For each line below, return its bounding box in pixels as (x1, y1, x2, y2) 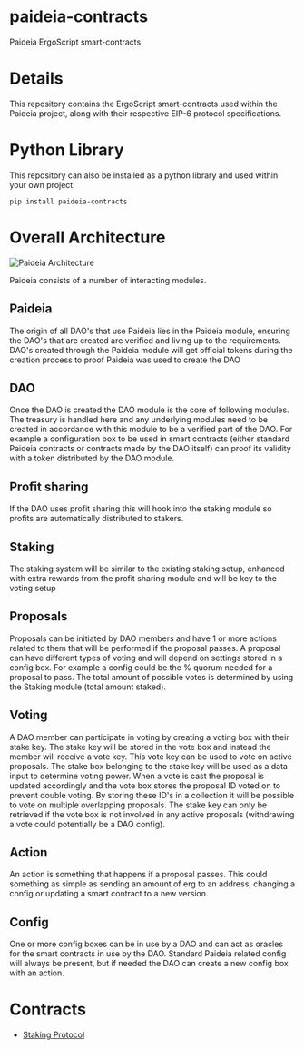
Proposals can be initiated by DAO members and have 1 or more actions (9, 633, 277, 644)
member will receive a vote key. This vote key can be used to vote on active (9, 751, 292, 762)
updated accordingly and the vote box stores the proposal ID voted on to (9, 779, 281, 791)
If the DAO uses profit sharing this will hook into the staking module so (9, 503, 272, 514)
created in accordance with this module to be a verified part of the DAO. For (9, 424, 293, 435)
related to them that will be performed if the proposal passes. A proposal (9, 642, 281, 653)
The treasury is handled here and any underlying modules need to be (9, 414, 269, 425)
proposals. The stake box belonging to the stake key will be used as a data (9, 760, 289, 771)
